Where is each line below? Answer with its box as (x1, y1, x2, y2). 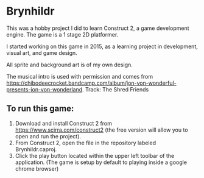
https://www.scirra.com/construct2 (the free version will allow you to (15, 126, 188, 133)
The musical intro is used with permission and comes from (6, 73, 153, 80)
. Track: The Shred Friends (82, 85, 149, 93)
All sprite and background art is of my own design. (6, 61, 133, 68)
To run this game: (6, 104, 74, 114)
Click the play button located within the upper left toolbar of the (15, 152, 175, 159)
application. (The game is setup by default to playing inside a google (15, 158, 188, 166)
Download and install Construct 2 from (15, 119, 113, 127)
